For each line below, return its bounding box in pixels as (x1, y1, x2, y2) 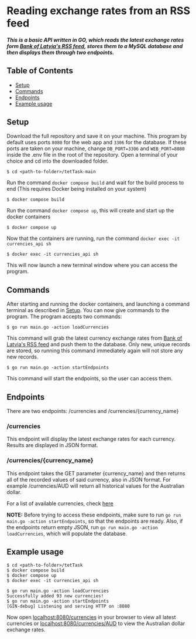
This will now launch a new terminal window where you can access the (6, 262, 178, 269)
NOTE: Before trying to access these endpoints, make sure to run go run (6, 511, 181, 518)
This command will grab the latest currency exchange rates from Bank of (6, 334, 183, 342)
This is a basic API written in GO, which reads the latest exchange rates (6, 36, 184, 43)
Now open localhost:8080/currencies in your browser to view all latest (6, 614, 176, 621)
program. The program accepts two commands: (6, 313, 122, 320)
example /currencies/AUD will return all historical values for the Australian (6, 482, 185, 489)
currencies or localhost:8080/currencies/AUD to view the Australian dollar (6, 620, 185, 627)
